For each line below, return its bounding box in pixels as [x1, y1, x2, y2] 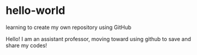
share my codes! [5, 42, 48, 49]
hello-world [5, 4, 66, 18]
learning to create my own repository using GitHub [5, 24, 132, 31]
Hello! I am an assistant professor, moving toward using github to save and [5, 35, 192, 42]
